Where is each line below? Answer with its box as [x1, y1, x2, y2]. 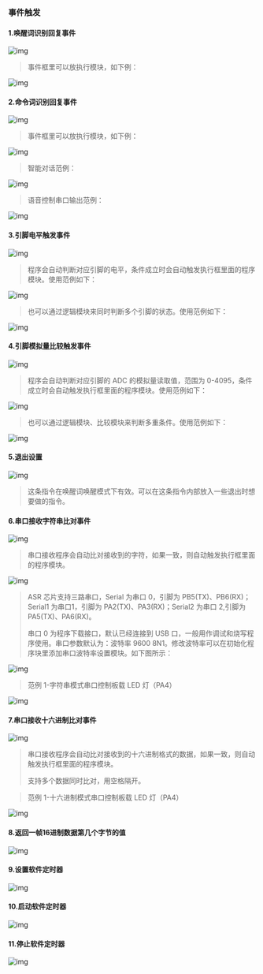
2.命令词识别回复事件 [8, 97, 77, 106]
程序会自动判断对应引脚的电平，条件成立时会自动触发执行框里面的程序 [27, 264, 256, 274]
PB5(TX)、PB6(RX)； [182, 592, 250, 602]
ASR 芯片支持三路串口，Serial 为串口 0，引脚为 [27, 592, 181, 602]
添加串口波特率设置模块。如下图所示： [48, 648, 173, 658]
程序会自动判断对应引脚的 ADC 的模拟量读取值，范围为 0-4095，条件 [27, 375, 253, 385]
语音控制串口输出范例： [27, 196, 104, 205]
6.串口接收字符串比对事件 [8, 516, 91, 525]
